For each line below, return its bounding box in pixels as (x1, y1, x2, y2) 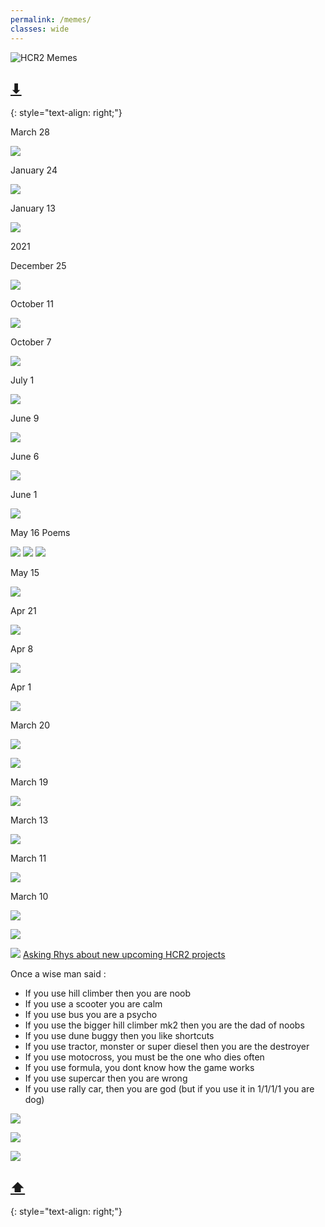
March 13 (10, 814, 49, 826)
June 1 (10, 489, 38, 501)
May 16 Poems (10, 527, 71, 539)
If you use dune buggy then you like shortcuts (24, 1030, 215, 1042)
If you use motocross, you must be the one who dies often (24, 1051, 265, 1063)
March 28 (10, 126, 50, 138)
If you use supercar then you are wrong (24, 1072, 188, 1085)
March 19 (10, 776, 49, 788)
